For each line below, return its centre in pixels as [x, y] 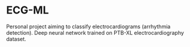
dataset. [16, 39]
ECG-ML [27, 10]
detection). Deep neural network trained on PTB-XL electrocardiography [95, 32]
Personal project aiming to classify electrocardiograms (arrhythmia [88, 26]
